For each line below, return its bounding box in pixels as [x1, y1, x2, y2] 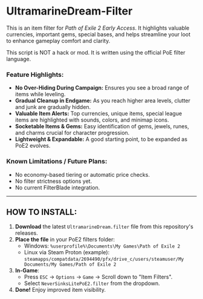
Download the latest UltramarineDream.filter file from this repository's [14, 223, 193, 231]
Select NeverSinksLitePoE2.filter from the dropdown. [24, 280, 160, 287]
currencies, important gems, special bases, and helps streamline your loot [6, 30, 191, 38]
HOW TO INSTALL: [6, 207, 77, 217]
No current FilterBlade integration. [14, 183, 100, 191]
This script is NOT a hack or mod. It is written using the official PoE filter [6, 48, 185, 56]
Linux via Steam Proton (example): [24, 249, 110, 256]
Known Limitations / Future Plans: [6, 157, 108, 166]
